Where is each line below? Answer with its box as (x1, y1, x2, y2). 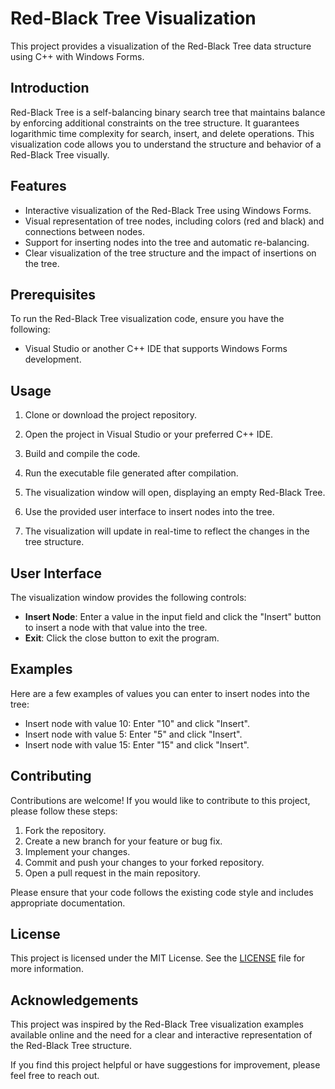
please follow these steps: (10, 805, 118, 817)
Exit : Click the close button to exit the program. (24, 632, 220, 644)
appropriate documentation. (10, 897, 126, 909)
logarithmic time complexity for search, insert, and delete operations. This (10, 127, 315, 139)
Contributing (10, 768, 92, 785)
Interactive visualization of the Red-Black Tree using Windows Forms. (24, 204, 312, 216)
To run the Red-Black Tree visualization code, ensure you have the (10, 313, 285, 325)
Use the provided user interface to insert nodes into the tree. (24, 506, 275, 518)
